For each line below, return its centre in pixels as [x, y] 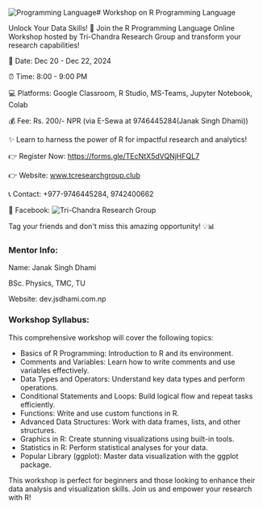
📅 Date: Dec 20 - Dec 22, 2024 [60, 61]
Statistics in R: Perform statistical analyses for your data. [114, 447]
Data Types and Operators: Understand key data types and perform [132, 378]
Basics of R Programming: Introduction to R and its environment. [127, 353]
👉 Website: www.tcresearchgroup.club [75, 175]
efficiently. [38, 404]
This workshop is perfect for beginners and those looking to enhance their [132, 480]
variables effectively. [54, 370]
